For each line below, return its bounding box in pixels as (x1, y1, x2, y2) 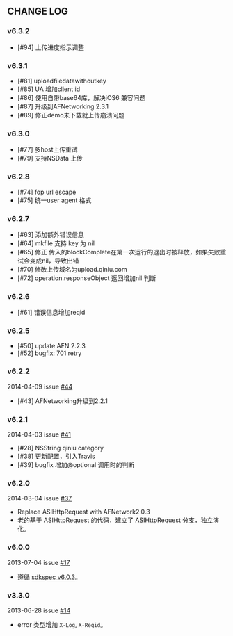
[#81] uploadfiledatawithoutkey (17, 76, 106, 85)
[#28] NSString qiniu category (17, 444, 104, 452)
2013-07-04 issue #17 (7, 558, 70, 566)
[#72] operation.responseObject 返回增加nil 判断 (17, 274, 156, 282)
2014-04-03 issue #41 (7, 430, 72, 439)
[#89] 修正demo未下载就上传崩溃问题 (17, 111, 125, 119)
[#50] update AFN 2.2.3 (17, 342, 86, 350)
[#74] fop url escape (17, 188, 77, 196)
